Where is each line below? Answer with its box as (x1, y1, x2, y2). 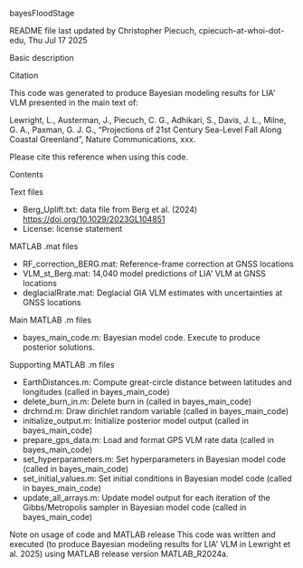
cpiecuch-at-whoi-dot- (198, 25, 285, 35)
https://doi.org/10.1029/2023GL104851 (22, 214, 166, 225)
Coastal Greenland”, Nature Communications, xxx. (9, 134, 196, 144)
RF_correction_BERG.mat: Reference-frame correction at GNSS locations (22, 258, 294, 269)
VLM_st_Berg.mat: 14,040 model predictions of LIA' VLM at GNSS (22, 268, 267, 279)
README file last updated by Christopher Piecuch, (9, 25, 197, 35)
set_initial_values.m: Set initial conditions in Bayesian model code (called (22, 473, 292, 484)
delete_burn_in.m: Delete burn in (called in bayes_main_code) (22, 396, 252, 407)
